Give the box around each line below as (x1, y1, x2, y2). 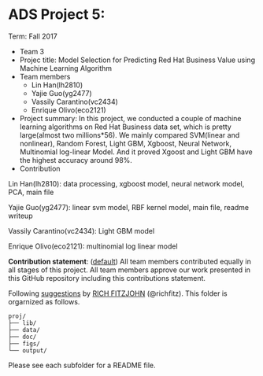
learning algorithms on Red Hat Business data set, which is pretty (19, 122, 232, 131)
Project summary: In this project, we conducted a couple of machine (19, 113, 242, 123)
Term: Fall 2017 (8, 31, 57, 41)
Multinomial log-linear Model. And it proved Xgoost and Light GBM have (19, 147, 254, 157)
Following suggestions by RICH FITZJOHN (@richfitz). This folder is (8, 289, 228, 298)
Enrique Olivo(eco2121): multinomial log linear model (8, 241, 179, 251)
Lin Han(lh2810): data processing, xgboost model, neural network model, (8, 179, 245, 188)
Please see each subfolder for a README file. (8, 360, 156, 370)
